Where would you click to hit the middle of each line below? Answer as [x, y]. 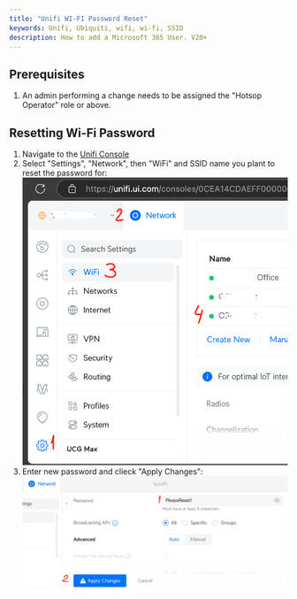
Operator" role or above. [66, 105]
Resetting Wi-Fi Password [82, 133]
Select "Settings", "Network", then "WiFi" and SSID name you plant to [148, 163]
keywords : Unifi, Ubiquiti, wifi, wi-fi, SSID [96, 28]
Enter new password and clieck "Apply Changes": [112, 471]
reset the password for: [65, 173]
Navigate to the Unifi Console [76, 154]
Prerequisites [47, 74]
